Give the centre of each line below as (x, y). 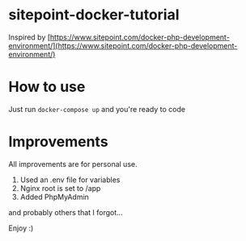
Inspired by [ (30, 37)
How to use (47, 87)
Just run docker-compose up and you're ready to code (97, 109)
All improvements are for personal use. (73, 164)
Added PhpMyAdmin (54, 197)
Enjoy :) (21, 228)
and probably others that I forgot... (66, 212)
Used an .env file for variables (70, 180)
